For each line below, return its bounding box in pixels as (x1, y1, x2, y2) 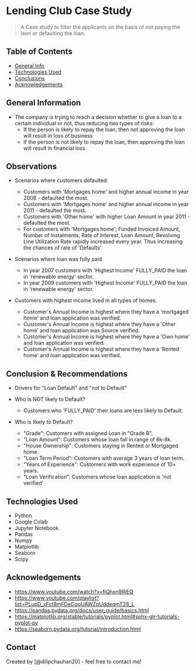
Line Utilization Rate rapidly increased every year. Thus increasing (23, 238, 183, 245)
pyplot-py (14, 619, 39, 626)
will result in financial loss (23, 145, 85, 152)
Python (14, 512, 32, 519)
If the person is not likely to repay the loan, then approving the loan (23, 138, 185, 145)
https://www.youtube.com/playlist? (14, 594, 99, 601)
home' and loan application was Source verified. (23, 327, 140, 334)
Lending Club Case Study (6, 4, 132, 18)
